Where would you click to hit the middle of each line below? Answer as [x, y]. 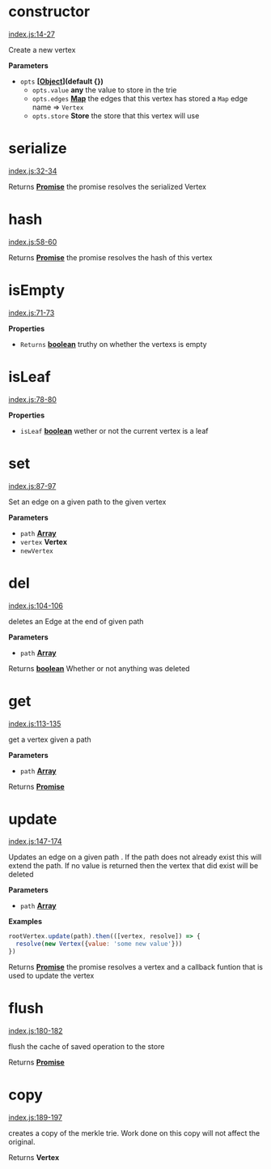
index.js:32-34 [33, 171]
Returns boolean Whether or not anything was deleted [99, 668]
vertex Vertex [43, 542]
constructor [49, 12]
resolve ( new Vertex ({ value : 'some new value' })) [99, 944]
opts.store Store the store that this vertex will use [116, 115]
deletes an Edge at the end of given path [76, 621]
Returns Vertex [34, 1157]
